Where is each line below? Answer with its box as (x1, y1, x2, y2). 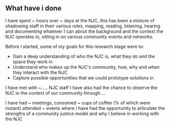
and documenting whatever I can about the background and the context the (5, 28, 163, 34)
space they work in (12, 58, 53, 65)
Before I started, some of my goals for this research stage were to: (5, 43, 144, 50)
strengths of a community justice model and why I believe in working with (5, 110, 159, 116)
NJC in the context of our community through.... (5, 90, 106, 96)
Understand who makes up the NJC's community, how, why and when (12, 64, 160, 70)
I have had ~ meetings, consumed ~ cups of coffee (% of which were (5, 100, 151, 106)
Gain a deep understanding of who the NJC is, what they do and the (12, 53, 155, 59)
